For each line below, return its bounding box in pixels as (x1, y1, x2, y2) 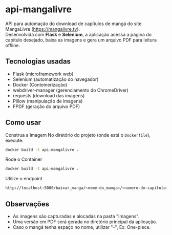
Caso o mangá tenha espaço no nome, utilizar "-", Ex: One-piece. (12, 224, 151, 230)
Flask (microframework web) (12, 71, 74, 77)
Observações (5, 200, 50, 208)
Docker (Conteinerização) (12, 81, 68, 88)
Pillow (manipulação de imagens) (12, 98, 83, 104)
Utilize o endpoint (5, 176, 42, 182)
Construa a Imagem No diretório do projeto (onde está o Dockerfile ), (5, 132, 151, 138)
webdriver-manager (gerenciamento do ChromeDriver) (12, 87, 129, 93)
